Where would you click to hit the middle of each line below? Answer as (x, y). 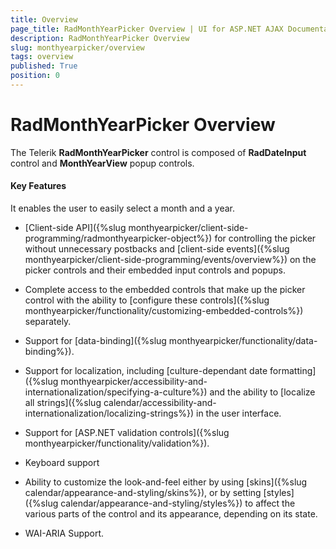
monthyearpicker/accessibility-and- (134, 382)
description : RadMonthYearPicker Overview (100, 38)
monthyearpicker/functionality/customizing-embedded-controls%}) (164, 311)
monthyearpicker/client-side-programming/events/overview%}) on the (170, 260)
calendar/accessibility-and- (160, 403)
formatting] (293, 371)
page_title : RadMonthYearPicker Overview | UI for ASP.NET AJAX (147, 29)
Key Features (38, 186)
